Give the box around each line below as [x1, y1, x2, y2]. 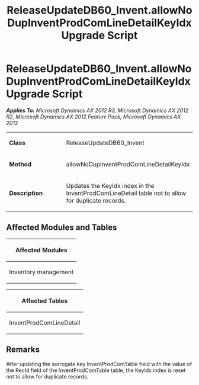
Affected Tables [21, 297, 68, 305]
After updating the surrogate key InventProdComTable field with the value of [6, 360, 192, 367]
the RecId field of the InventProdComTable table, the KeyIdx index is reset [6, 367, 186, 374]
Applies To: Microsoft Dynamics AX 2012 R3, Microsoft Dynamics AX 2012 [6, 107, 189, 114]
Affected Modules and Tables [6, 223, 117, 233]
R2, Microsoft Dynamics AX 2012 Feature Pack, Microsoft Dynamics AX [6, 113, 181, 120]
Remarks [6, 345, 40, 355]
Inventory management [9, 268, 74, 276]
